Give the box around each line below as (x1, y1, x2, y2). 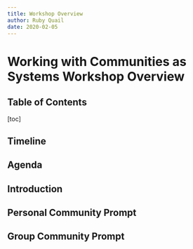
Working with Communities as (7, 53, 187, 69)
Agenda (7, 159, 43, 171)
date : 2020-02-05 (7, 23, 58, 30)
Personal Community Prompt (7, 206, 137, 218)
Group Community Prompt (7, 231, 125, 243)
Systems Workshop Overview (7, 68, 185, 84)
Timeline (7, 135, 47, 147)
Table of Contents (7, 96, 88, 108)
